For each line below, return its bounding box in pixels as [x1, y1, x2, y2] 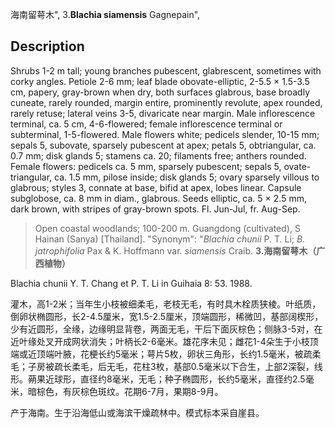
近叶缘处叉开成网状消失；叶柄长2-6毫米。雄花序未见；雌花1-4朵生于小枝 [10, 335, 310, 347]
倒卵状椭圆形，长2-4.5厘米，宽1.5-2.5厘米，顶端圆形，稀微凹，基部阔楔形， [10, 310, 324, 322]
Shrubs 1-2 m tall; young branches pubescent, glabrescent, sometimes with [10, 64, 322, 77]
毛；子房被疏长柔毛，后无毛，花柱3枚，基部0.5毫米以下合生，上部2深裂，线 [10, 360, 323, 372]
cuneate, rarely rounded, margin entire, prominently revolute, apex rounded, [10, 96, 323, 108]
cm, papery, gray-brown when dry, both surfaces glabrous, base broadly [10, 86, 311, 98]
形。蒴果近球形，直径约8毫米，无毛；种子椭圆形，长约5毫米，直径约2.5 [10, 373, 306, 385]
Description [10, 38, 85, 55]
